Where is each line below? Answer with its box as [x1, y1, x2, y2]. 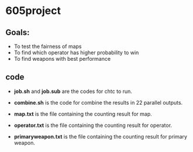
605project [5, 4, 61, 18]
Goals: [5, 27, 30, 37]
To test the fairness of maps [13, 43, 82, 50]
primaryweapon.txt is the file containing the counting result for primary [13, 133, 188, 140]
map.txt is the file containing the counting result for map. [13, 110, 153, 118]
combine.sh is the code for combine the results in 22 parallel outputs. [13, 99, 183, 106]
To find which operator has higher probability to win [13, 49, 139, 56]
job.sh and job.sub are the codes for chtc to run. [13, 88, 133, 95]
